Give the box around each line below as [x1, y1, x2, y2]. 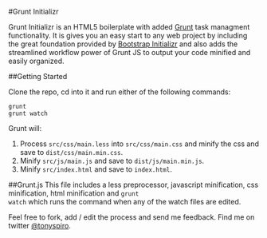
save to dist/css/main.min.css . [19, 148, 124, 157]
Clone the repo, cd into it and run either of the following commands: [8, 87, 231, 97]
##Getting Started [8, 72, 68, 81]
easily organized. [8, 56, 65, 65]
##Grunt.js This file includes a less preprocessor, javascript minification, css [8, 180, 259, 189]
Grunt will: [8, 124, 42, 133]
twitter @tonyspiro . [8, 221, 72, 230]
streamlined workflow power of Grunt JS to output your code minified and [8, 48, 251, 57]
